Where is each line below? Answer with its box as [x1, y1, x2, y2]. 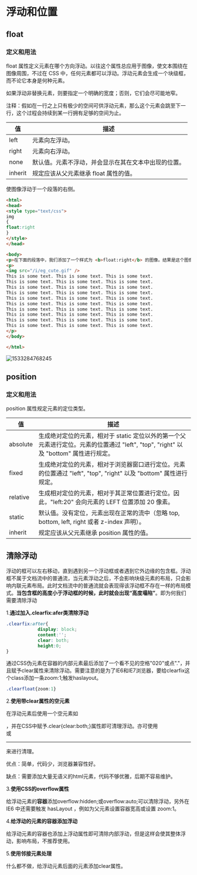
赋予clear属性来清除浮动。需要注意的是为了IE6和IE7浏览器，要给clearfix [11, 667, 185, 674]
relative [9, 493, 30, 502]
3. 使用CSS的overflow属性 [6, 786, 69, 793]
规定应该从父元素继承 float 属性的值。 [32, 169, 136, 177]
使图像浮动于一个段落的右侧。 [6, 185, 78, 192]
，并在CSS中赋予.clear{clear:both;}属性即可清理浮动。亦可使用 [6, 723, 158, 730]
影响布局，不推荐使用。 [16, 837, 73, 844]
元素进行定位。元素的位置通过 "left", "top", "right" [38, 440, 176, 449]
